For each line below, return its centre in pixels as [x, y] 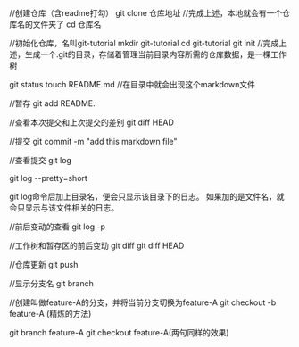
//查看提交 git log [40, 160]
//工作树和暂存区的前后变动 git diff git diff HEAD [97, 245]
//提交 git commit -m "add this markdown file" [93, 141]
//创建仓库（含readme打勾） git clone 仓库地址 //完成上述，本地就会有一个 [146, 13]
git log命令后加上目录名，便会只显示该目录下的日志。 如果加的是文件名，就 [147, 196]
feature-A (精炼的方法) [50, 314]
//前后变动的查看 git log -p [57, 227]
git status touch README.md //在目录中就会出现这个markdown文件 [133, 84]
